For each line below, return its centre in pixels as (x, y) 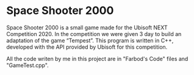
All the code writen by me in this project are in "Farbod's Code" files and (97, 59)
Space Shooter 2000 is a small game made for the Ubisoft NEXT (87, 27)
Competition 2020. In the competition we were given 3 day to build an (94, 34)
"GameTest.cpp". (27, 65)
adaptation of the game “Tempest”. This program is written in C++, (90, 40)
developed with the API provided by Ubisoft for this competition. (87, 47)
